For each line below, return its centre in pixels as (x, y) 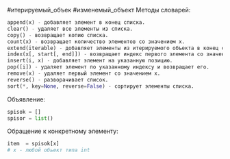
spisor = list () (30, 118)
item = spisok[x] (33, 144)
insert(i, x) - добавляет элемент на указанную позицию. (90, 61)
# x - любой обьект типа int (49, 150)
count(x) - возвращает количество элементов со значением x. (96, 41)
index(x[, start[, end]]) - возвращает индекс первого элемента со (105, 54)
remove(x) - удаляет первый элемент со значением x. (84, 73)
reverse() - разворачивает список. (58, 79)
